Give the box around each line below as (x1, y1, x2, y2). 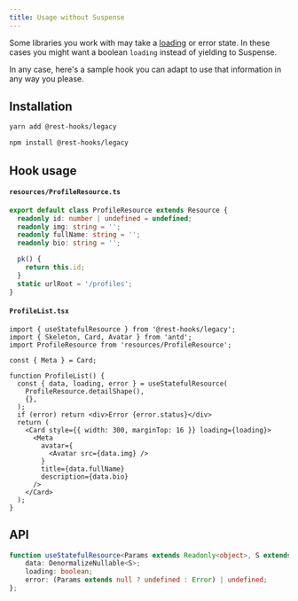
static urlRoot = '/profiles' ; (17, 279, 133, 288)
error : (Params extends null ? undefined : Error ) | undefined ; (25, 575, 268, 585)
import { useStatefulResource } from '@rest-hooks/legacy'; (9, 324, 237, 333)
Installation (9, 99, 73, 114)
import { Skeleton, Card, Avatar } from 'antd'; (9, 332, 192, 341)
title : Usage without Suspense (9, 12, 125, 22)
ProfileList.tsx (9, 307, 69, 316)
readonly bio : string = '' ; (17, 238, 122, 248)
